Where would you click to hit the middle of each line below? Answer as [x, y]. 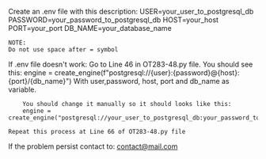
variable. [23, 89]
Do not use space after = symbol [63, 50]
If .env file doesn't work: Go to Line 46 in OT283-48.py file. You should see [131, 64]
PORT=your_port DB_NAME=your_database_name [90, 28]
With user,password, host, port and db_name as [151, 81]
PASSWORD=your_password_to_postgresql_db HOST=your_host [114, 20]
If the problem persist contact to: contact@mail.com [93, 146]
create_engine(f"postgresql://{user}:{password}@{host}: [147, 73]
